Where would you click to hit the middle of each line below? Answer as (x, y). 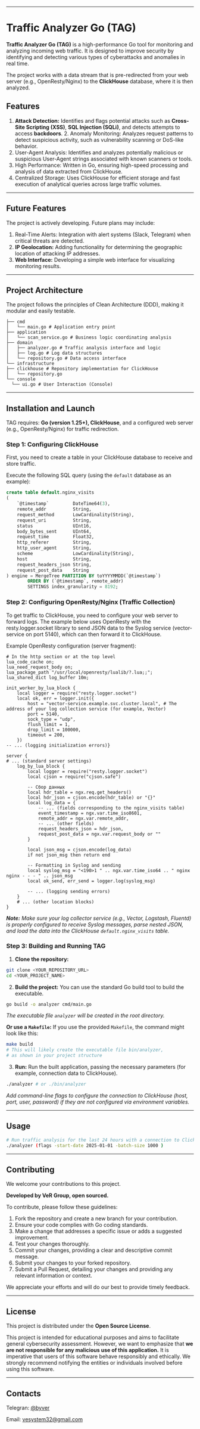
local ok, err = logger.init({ (56, 698)
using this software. (30, 1369)
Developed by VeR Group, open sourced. (57, 1195)
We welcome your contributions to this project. (63, 1184)
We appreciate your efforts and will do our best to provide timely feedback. (98, 1287)
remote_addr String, (54, 509)
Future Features (36, 208)
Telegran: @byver (28, 1408)
